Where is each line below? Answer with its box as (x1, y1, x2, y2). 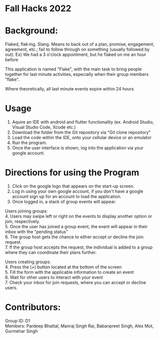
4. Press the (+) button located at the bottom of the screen (5, 264, 122, 270)
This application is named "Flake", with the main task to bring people (5, 66, 142, 72)
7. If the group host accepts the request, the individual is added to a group (5, 244, 153, 250)
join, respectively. (5, 218, 40, 224)
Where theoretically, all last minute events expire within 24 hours (5, 86, 134, 92)
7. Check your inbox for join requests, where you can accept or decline (5, 280, 146, 285)
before (5, 57, 18, 63)
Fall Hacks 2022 (5, 3, 72, 14)
